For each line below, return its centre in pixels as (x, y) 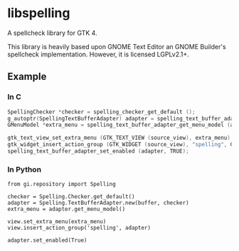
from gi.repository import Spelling (62, 184)
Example (27, 77)
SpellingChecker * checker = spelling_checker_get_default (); (101, 112)
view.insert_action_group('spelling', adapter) (79, 228)
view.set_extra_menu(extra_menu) (57, 222)
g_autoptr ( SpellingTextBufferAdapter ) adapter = (81, 118)
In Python (24, 169)
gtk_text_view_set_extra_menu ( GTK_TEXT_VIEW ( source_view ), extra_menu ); (121, 138)
